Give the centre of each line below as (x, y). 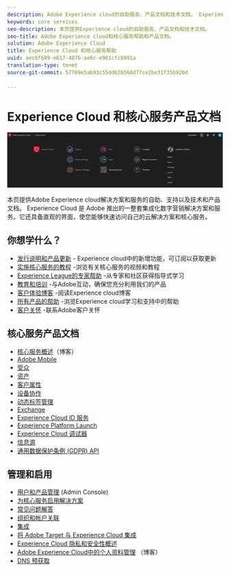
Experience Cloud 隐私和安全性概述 (67, 544)
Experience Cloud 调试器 (52, 434)
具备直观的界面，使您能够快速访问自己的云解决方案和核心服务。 (120, 216)
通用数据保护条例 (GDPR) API (58, 451)
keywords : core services (42, 22)
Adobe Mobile (37, 359)
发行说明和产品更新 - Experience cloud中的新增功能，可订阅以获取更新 (117, 258)
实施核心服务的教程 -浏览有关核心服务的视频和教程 (88, 267)
